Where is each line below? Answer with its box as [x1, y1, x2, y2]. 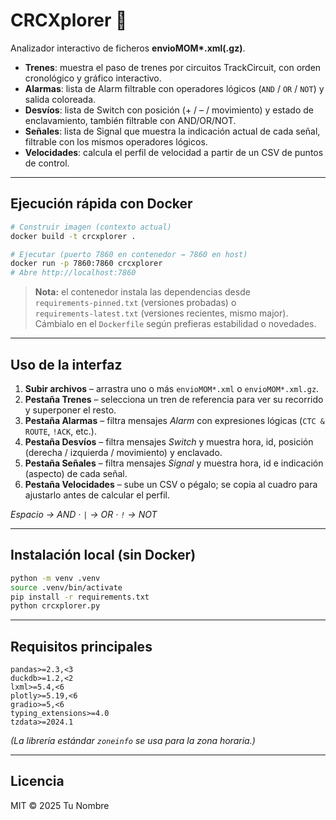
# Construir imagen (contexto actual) [10, 222, 172, 232]
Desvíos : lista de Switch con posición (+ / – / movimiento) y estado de [24, 104, 314, 116]
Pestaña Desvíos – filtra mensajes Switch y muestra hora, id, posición [24, 435, 314, 448]
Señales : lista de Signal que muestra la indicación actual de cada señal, [24, 125, 321, 137]
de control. [24, 157, 70, 169]
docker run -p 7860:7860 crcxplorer [10, 259, 163, 269]
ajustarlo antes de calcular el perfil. [24, 489, 171, 501]
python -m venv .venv [10, 573, 101, 583]
